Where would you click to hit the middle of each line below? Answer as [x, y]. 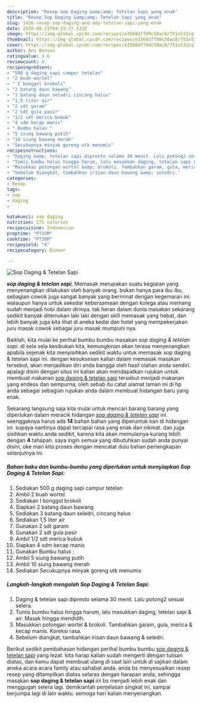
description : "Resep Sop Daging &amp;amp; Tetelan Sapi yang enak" [92, 12]
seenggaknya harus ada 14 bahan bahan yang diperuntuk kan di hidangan [98, 421]
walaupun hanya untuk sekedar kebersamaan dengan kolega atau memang [99, 303]
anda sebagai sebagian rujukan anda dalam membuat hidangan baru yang [98, 391]
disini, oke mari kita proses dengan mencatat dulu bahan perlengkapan [94, 447]
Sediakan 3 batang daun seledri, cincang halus [73, 514]
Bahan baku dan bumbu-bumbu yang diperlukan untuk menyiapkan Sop [99, 466]
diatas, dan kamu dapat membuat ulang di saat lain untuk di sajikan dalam [98, 662]
